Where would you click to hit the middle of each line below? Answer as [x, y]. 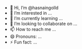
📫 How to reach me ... [33, 29]
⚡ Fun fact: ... [23, 42]
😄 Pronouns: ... [26, 36]
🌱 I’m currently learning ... [36, 18]
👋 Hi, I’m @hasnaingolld [34, 8]
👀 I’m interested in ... [31, 13]
